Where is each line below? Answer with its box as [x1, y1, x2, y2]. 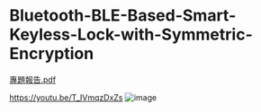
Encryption [9, 44, 94, 64]
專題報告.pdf [9, 73, 57, 85]
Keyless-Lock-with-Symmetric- [9, 24, 254, 45]
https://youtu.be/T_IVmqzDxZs [9, 91, 123, 103]
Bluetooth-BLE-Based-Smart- [9, 5, 237, 26]
